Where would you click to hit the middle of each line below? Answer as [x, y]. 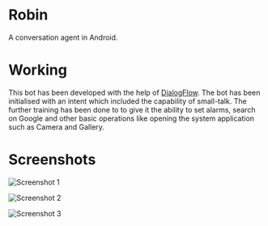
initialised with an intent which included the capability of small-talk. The [128, 101]
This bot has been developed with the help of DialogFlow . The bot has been [134, 92]
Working [38, 70]
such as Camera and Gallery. [57, 126]
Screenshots [52, 160]
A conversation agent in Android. [63, 37]
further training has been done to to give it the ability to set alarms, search [132, 109]
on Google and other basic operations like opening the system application [132, 118]
